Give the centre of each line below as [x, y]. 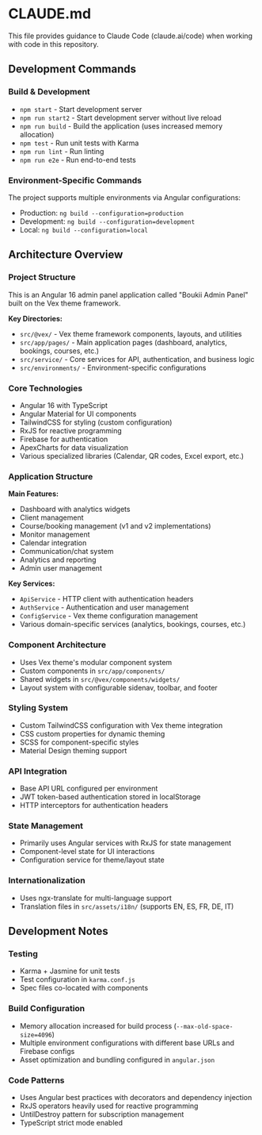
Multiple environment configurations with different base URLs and [127, 1043]
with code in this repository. [53, 44]
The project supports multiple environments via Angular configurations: [125, 197]
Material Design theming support [73, 750]
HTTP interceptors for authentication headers [94, 806]
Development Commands [72, 69]
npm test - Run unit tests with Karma [79, 143]
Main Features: [34, 494]
